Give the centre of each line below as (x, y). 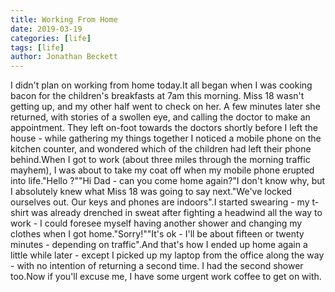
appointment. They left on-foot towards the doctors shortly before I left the (164, 128)
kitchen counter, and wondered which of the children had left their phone (161, 149)
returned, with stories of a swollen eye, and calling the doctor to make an (160, 117)
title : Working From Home (64, 19)
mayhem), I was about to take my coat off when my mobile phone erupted (162, 170)
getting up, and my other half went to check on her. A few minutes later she (165, 107)
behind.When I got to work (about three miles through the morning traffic (160, 160)
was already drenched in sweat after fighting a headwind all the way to (177, 213)
